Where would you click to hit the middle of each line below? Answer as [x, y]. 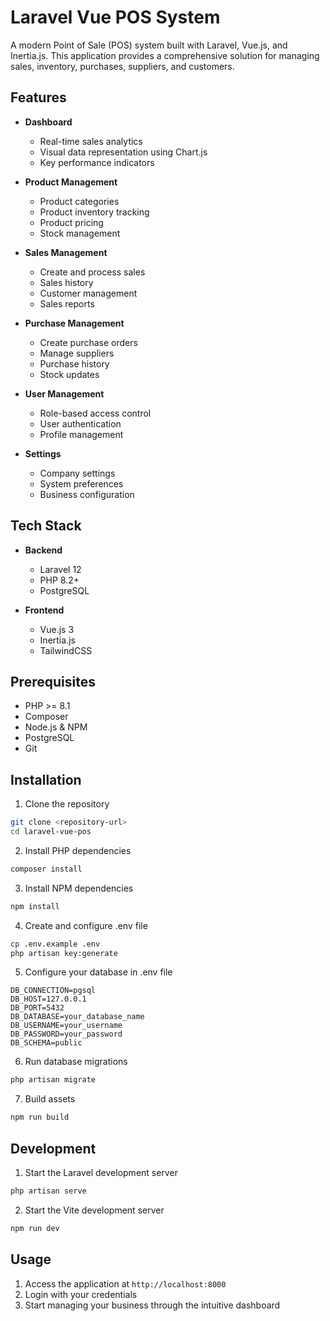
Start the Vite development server [94, 1210]
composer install [46, 869]
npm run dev [35, 1228]
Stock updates [69, 374]
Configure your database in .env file [98, 972]
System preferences [81, 483]
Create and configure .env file [86, 925]
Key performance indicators [97, 162]
